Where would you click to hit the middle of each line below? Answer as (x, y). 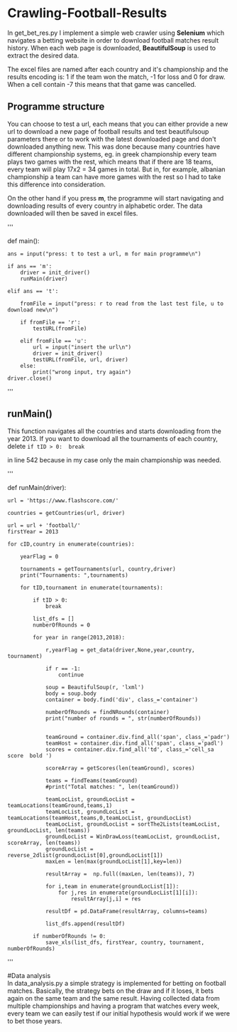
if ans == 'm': (30, 266)
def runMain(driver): (37, 487)
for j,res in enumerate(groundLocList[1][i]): (128, 893)
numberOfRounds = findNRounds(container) (108, 712)
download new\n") (33, 310)
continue (71, 675)
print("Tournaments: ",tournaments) (75, 575)
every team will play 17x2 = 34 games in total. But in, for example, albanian (116, 169)
